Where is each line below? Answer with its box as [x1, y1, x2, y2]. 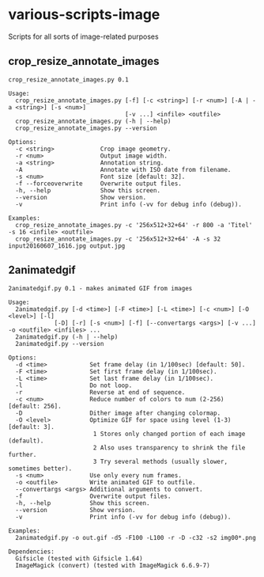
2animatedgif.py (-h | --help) [15, 332, 119, 341]
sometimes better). [8, 465, 73, 473]
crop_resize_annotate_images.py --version [15, 124, 157, 132]
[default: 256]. [8, 402, 62, 410]
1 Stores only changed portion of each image [92, 430, 246, 438]
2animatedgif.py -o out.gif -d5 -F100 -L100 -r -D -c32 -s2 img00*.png [15, 533, 257, 541]
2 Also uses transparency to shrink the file [92, 443, 246, 452]
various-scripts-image [8, 6, 160, 24]
